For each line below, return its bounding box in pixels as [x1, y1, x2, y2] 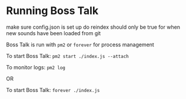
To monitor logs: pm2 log [6, 63, 66, 71]
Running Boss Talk [6, 4, 99, 18]
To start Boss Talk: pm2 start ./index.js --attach [6, 52, 129, 59]
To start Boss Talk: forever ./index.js [6, 86, 100, 93]
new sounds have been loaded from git [6, 29, 101, 36]
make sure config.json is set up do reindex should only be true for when [6, 23, 181, 30]
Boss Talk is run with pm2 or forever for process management [6, 41, 154, 48]
